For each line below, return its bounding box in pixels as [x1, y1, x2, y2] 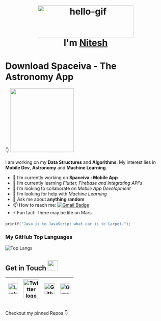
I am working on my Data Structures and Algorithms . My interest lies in [5, 159, 156, 165]
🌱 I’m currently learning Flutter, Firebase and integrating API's [12, 180, 143, 186]
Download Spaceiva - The [5, 60, 117, 72]
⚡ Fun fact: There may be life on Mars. [12, 210, 93, 216]
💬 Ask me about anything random [12, 196, 85, 203]
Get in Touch [5, 263, 47, 273]
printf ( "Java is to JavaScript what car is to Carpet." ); [5, 221, 131, 227]
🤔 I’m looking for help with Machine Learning [12, 191, 107, 197]
